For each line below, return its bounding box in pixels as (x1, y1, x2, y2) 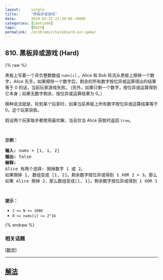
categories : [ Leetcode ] (5, 20, 53, 26)
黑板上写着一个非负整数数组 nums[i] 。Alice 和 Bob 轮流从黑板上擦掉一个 (5, 72, 150, 78)
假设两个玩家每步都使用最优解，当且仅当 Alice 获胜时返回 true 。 (5, 117, 134, 123)
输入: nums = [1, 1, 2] (5, 148, 60, 153)
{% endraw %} (5, 222, 35, 228)
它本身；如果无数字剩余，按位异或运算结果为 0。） (5, 91, 105, 96)
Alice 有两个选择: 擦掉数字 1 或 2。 (5, 166, 85, 171)
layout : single (5, 7, 45, 12)
